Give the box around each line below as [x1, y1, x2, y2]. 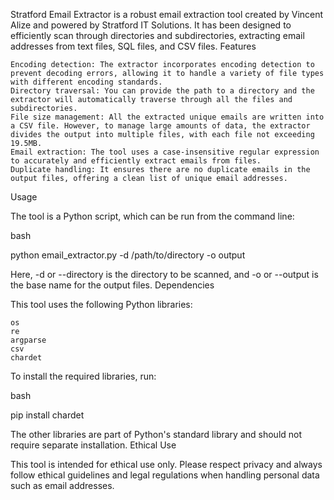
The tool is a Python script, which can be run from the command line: [10, 210, 295, 222]
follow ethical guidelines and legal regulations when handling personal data [10, 469, 320, 481]
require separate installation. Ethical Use [10, 439, 177, 451]
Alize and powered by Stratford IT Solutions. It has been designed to [10, 19, 292, 31]
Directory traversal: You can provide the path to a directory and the [10, 86, 315, 96]
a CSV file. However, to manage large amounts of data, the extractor [10, 121, 311, 131]
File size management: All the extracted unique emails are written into [10, 112, 325, 122]
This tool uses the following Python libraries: [10, 299, 193, 310]
